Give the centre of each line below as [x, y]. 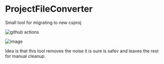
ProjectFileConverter [49, 9]
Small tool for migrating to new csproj [43, 22]
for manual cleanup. [25, 56]
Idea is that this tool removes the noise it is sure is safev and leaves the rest [82, 51]
